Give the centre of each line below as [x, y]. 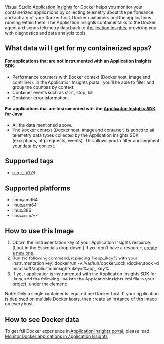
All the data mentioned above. [42, 125]
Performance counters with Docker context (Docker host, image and [81, 77]
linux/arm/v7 [25, 215]
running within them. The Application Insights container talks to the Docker [81, 22]
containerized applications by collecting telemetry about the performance [79, 12]
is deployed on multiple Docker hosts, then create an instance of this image [81, 299]
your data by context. [34, 146]
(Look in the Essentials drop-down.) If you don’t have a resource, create [85, 248]
